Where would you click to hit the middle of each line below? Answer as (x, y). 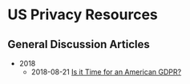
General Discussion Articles (79, 44)
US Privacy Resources (83, 15)
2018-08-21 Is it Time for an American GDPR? (106, 72)
